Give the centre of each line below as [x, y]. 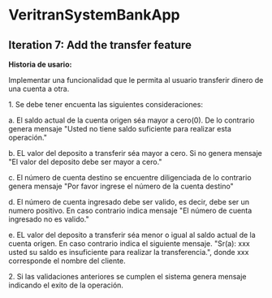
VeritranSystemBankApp [94, 15]
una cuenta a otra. [39, 89]
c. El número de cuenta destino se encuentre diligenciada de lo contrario [130, 177]
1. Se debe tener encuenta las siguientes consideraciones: [106, 104]
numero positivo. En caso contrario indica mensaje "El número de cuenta [130, 210]
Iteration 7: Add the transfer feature [100, 45]
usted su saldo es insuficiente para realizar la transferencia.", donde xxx [129, 252]
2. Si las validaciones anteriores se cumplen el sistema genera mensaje [127, 276]
